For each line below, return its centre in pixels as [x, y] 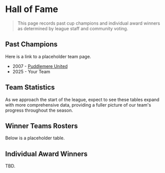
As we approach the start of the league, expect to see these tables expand [82, 100]
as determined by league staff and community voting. [73, 28]
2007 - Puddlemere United [40, 66]
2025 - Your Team [31, 71]
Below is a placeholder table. [35, 138]
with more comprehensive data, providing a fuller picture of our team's [78, 105]
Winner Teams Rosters [42, 126]
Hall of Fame [32, 9]
